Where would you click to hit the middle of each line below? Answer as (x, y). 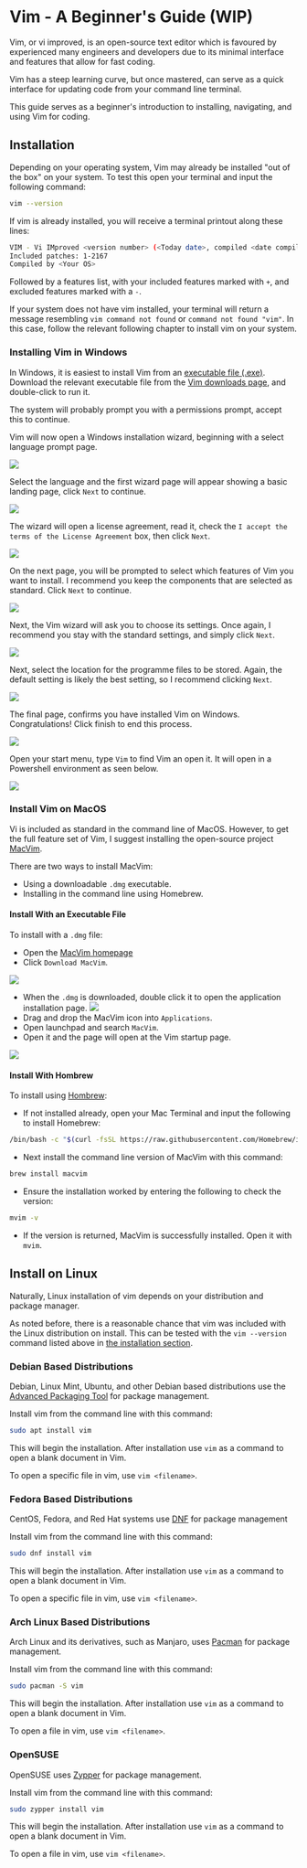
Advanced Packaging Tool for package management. (110, 1395)
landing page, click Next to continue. (78, 491)
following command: (48, 187)
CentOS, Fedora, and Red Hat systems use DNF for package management (148, 1519)
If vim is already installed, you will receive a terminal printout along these (146, 220)
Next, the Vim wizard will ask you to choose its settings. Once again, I (140, 624)
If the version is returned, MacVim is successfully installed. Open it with (157, 1235)
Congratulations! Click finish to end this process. (101, 723)
